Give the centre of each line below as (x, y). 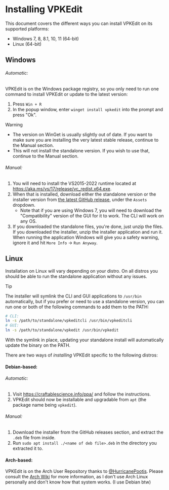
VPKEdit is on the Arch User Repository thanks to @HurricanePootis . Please (84, 471)
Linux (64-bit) (27, 44)
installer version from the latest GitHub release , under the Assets (80, 200)
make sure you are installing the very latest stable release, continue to (86, 140)
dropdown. (24, 205)
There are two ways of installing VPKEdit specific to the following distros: (82, 355)
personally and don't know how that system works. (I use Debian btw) (78, 482)
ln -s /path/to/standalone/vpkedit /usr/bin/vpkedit (62, 330)
